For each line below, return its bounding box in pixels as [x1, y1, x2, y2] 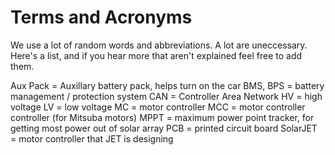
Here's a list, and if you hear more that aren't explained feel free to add [10, 49, 303, 61]
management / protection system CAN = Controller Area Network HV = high [10, 90, 323, 102]
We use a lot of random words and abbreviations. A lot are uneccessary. [10, 39, 308, 51]
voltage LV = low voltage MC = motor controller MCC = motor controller [10, 101, 306, 113]
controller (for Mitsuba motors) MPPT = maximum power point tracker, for [10, 111, 315, 123]
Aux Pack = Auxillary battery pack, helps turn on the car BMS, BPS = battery [10, 79, 325, 91]
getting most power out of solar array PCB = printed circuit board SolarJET [10, 122, 318, 134]
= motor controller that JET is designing [10, 132, 174, 145]
